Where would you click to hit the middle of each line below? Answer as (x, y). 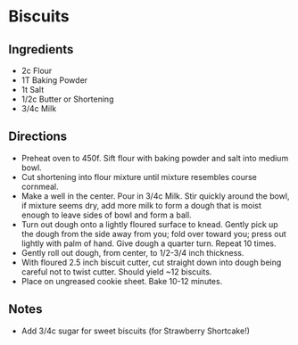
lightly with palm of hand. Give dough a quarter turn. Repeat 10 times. (149, 243)
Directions (38, 137)
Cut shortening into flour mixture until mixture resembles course (139, 177)
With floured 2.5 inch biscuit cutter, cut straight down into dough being (151, 262)
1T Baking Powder (54, 80)
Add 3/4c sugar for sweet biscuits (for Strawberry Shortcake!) (136, 331)
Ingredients (41, 49)
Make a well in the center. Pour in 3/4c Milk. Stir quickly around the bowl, (155, 196)
